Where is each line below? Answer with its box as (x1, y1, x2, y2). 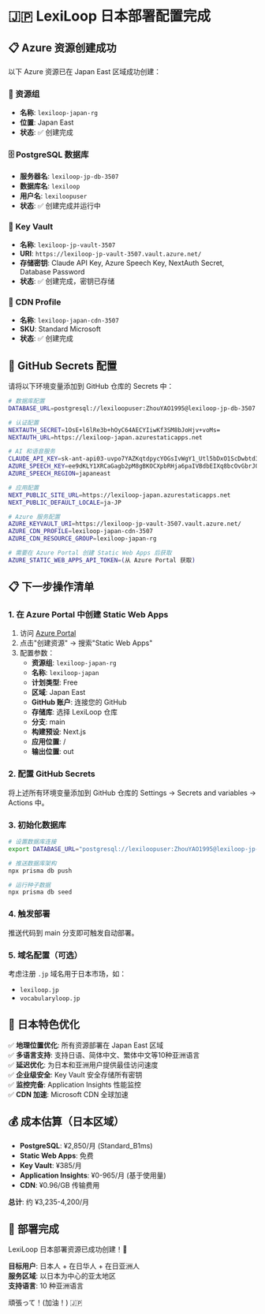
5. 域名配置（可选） (8, 950, 83, 961)
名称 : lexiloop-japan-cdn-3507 (19, 315, 120, 325)
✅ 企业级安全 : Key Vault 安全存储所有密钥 (8, 1069, 143, 1079)
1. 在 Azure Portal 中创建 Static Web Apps (8, 609, 169, 620)
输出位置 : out (31, 747, 74, 756)
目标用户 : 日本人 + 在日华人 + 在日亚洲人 (8, 1261, 140, 1271)
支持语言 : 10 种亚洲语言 (8, 1281, 84, 1290)
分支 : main (31, 717, 65, 726)
